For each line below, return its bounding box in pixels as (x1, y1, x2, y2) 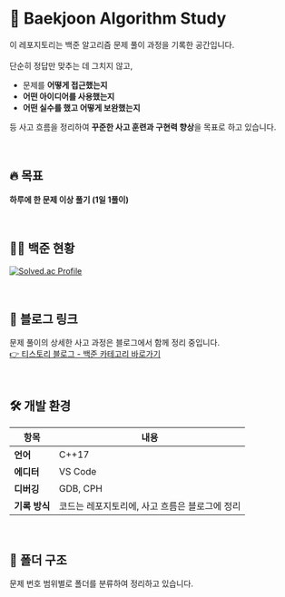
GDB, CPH (58, 483, 103, 495)
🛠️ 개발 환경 (9, 398, 71, 414)
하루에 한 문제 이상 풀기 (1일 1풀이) (9, 194, 129, 205)
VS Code (58, 465, 97, 478)
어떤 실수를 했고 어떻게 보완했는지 (22, 102, 141, 113)
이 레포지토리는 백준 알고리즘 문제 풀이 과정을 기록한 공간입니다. (9, 39, 235, 50)
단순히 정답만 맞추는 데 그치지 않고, (9, 60, 133, 71)
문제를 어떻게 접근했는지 (22, 79, 108, 90)
